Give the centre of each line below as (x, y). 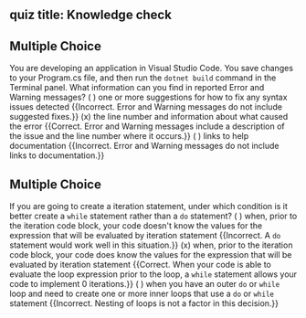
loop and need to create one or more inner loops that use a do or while (142, 294)
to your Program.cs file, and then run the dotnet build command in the (143, 78)
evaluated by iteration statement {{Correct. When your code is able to (140, 265)
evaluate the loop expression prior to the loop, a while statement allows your (153, 274)
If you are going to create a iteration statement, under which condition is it (148, 207)
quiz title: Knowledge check (90, 15)
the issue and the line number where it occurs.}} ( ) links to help (129, 136)
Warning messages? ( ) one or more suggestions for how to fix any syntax (148, 97)
